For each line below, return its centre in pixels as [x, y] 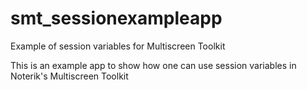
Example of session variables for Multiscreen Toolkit [118, 46]
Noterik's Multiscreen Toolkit [69, 76]
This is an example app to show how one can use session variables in [153, 65]
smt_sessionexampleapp [116, 18]
